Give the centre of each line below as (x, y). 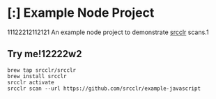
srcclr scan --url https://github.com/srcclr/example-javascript (104, 89)
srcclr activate (31, 82)
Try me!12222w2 (45, 54)
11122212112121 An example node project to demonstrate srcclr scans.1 (108, 32)
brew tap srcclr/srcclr (42, 70)
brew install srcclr (37, 76)
